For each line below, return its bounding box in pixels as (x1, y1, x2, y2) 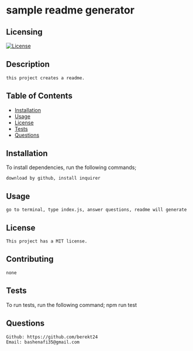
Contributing (6, 254, 54, 264)
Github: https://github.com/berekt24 (6, 334, 98, 340)
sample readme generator (6, 4, 135, 17)
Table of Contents (6, 91, 73, 101)
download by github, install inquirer (6, 176, 101, 181)
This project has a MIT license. (6, 238, 88, 244)
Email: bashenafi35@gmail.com (6, 339, 80, 345)
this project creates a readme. (6, 75, 85, 81)
